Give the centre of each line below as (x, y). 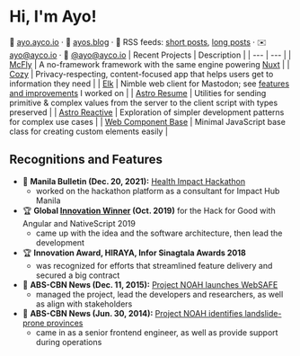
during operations (69, 342)
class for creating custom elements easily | (89, 131)
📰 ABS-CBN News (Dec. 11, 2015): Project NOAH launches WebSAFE (150, 284)
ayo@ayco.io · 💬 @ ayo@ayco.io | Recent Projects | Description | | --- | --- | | (150, 55)
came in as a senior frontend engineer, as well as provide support (157, 332)
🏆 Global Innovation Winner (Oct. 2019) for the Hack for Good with (149, 210)
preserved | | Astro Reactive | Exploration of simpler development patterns (147, 112)
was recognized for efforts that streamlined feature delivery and (154, 265)
